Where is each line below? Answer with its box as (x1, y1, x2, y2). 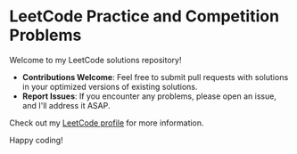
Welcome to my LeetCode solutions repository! (9, 54, 182, 65)
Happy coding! (9, 134, 64, 145)
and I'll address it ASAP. (21, 100, 111, 110)
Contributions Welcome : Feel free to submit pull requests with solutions (21, 71, 289, 82)
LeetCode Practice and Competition (9, 6, 279, 27)
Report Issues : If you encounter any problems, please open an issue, (21, 91, 276, 101)
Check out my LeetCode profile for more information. (9, 118, 204, 128)
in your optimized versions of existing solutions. (21, 81, 198, 92)
